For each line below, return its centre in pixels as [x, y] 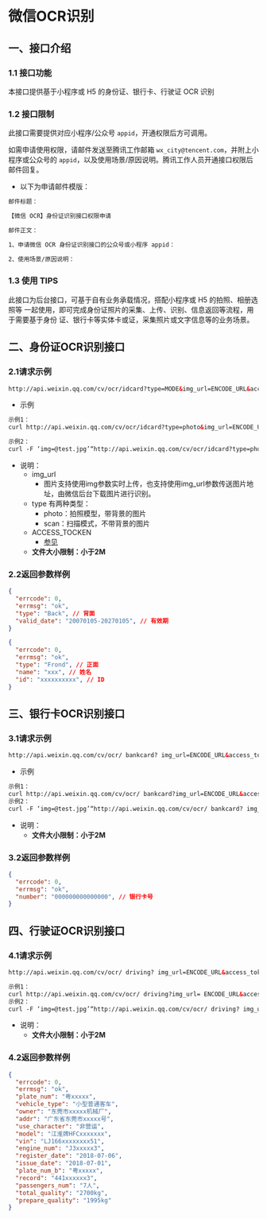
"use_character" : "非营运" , [60, 1126]
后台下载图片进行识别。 [117, 493]
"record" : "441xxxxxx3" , [56, 1178]
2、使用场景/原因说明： [42, 259]
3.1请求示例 [30, 738]
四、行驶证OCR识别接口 [67, 931]
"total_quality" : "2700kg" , [62, 1193]
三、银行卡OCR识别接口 [67, 714]
